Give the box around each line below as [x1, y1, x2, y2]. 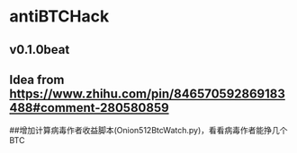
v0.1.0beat [9, 42, 70, 57]
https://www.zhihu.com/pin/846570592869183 [9, 86, 285, 101]
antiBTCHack [9, 6, 110, 27]
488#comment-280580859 [9, 100, 169, 115]
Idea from [9, 72, 65, 87]
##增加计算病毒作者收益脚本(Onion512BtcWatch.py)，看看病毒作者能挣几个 [9, 125, 288, 136]
